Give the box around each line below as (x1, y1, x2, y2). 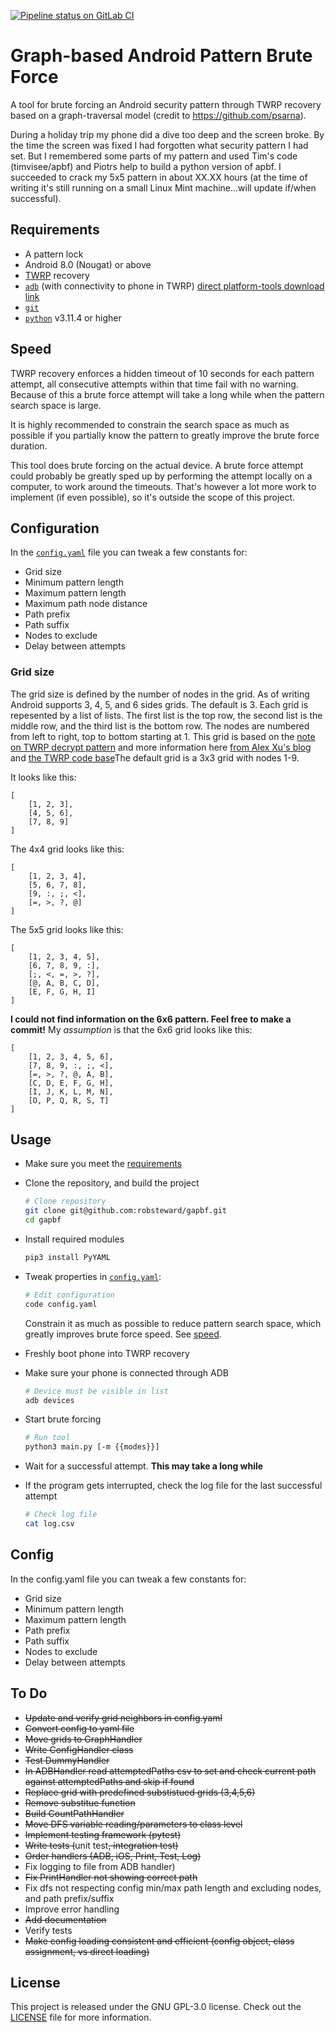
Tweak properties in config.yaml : (24, 1270, 162, 1282)
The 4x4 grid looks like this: (10, 843, 125, 855)
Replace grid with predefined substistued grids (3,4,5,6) (24, 1786, 256, 1798)
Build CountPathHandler (24, 1807, 125, 1819)
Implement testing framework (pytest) (24, 1828, 182, 1840)
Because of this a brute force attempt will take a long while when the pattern (10, 388, 325, 400)
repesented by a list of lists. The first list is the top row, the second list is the (10, 709, 323, 721)
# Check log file (24, 1510, 98, 1520)
